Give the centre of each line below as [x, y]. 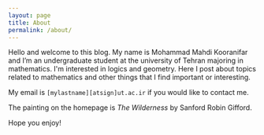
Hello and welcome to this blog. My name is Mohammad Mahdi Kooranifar [128, 53]
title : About [30, 23]
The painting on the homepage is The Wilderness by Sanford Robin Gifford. [130, 108]
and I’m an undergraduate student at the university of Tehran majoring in [126, 60]
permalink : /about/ [40, 30]
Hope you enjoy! [35, 123]
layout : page [30, 15]
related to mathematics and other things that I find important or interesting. [129, 77]
